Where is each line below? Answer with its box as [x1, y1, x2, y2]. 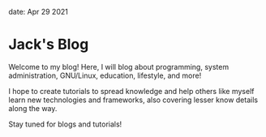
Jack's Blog [8, 36, 89, 54]
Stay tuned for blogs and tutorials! [8, 119, 122, 129]
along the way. [8, 103, 58, 113]
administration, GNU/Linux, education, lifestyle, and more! [8, 71, 202, 80]
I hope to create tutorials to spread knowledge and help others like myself [8, 86, 255, 96]
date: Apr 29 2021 [8, 7, 69, 16]
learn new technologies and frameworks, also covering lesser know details [8, 95, 258, 105]
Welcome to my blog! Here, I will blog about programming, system [8, 62, 230, 71]
